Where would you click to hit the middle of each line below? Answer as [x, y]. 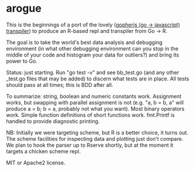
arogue [24, 9]
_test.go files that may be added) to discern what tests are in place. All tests [98, 79]
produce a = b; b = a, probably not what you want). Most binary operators [95, 109]
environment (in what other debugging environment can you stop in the [92, 48]
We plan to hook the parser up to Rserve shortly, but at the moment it [90, 145]
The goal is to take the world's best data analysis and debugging [84, 42]
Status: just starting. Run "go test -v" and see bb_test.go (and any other [93, 72]
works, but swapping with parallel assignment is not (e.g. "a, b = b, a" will [95, 102]
